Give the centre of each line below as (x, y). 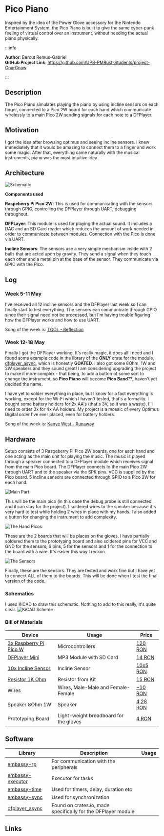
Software (19, 739)
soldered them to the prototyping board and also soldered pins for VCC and (81, 541)
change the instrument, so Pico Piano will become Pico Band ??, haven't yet (81, 379)
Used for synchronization (81, 797)
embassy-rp (22, 764)
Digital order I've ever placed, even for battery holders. (60, 415)
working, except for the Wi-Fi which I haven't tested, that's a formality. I (77, 399)
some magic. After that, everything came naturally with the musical (72, 152)
